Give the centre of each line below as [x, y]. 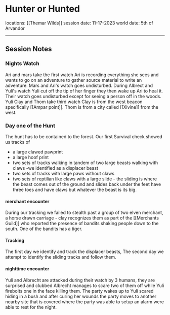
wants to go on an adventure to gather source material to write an [74, 80]
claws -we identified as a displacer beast [55, 168]
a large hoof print [31, 157]
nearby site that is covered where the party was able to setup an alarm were [85, 302]
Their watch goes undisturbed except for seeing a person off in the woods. [83, 96]
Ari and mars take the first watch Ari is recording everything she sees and [82, 75]
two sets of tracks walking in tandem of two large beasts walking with [85, 163]
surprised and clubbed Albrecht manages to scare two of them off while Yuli [85, 286]
